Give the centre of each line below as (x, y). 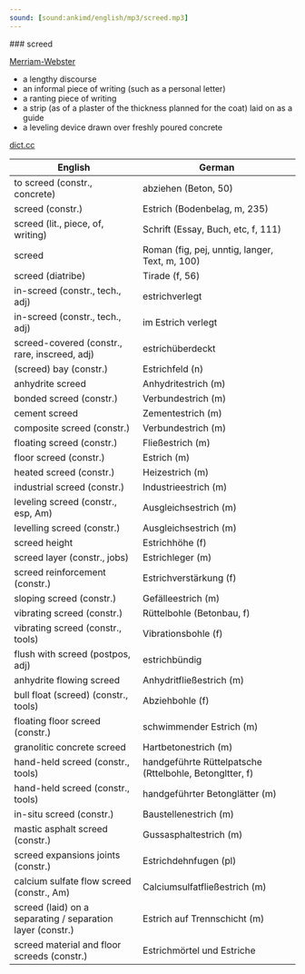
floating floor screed (58, 721)
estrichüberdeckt (179, 348)
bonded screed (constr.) (66, 398)
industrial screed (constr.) (69, 487)
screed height (44, 542)
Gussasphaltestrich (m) (192, 834)
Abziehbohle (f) (176, 701)
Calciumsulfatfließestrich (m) (204, 887)
